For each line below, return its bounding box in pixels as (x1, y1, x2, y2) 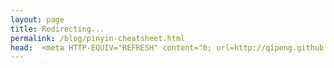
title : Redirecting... (10, 24, 105, 34)
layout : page (10, 14, 65, 25)
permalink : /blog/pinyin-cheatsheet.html (10, 33, 186, 43)
